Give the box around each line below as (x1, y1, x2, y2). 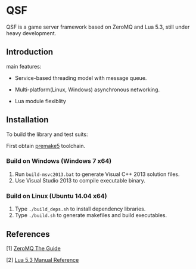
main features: (6, 63, 42, 70)
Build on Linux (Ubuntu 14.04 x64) (6, 191, 107, 200)
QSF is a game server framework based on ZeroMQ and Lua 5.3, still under (6, 23, 190, 30)
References (6, 229, 50, 239)
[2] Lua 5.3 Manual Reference (6, 256, 79, 263)
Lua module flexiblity (14, 97, 67, 104)
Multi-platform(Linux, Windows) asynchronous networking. (14, 86, 160, 93)
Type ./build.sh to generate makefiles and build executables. (14, 212, 167, 219)
